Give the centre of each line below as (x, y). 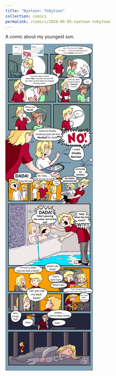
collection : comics (26, 16)
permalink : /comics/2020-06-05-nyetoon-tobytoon (58, 21)
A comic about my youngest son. (40, 37)
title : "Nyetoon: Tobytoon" (35, 11)
